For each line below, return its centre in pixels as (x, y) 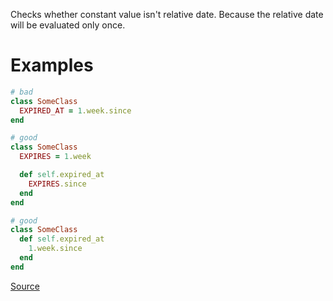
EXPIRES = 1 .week (55, 157)
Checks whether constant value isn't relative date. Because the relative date (167, 14)
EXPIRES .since (57, 184)
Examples (52, 65)
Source (25, 286)
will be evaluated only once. (68, 25)
